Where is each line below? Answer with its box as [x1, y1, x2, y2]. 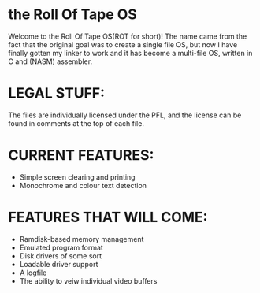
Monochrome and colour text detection [19, 180, 147, 190]
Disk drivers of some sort [19, 250, 102, 261]
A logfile [19, 268, 47, 277]
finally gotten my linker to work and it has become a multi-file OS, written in [8, 48, 253, 57]
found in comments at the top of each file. [8, 118, 144, 128]
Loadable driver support [19, 259, 98, 269]
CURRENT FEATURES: [8, 146, 154, 165]
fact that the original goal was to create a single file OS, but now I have [8, 39, 238, 49]
